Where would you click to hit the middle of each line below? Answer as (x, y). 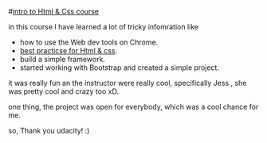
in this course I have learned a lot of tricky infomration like (104, 27)
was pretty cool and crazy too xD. (64, 91)
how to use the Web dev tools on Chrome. (89, 42)
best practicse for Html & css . (69, 50)
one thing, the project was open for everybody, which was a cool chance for (133, 107)
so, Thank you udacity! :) (49, 131)
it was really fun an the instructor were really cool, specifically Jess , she (128, 83)
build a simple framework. (63, 59)
